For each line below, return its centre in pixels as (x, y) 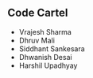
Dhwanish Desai (45, 57)
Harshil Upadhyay (48, 65)
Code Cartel (38, 13)
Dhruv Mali (37, 40)
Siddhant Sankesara (52, 48)
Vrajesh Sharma (45, 32)
